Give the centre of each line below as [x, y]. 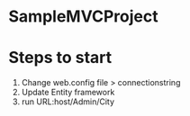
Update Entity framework [68, 93]
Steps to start [60, 58]
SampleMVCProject [83, 17]
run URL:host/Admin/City [68, 102]
